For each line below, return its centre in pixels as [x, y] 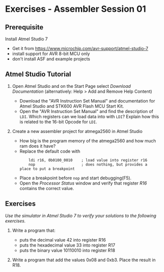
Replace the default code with [50, 151]
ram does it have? [38, 146]
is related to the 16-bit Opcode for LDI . [58, 122]
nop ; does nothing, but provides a [88, 164]
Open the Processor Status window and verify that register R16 [83, 183]
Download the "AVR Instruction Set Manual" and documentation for [87, 101]
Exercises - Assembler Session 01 [76, 9]
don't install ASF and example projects [51, 59]
